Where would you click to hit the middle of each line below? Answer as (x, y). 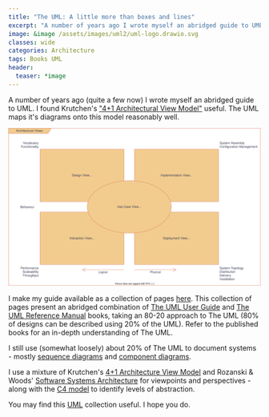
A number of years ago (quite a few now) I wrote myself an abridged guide (131, 99)
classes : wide (32, 42)
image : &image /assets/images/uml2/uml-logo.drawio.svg (103, 34)
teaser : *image (41, 76)
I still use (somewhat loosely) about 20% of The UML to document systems (132, 347)
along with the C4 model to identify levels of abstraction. (102, 389)
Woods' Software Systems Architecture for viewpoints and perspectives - (130, 380)
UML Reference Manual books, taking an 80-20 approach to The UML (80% (134, 315)
